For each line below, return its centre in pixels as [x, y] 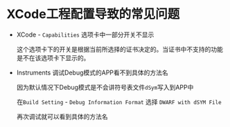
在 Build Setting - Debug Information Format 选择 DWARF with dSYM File [119, 101]
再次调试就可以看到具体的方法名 [62, 116]
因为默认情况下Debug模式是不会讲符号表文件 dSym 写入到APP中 [105, 87]
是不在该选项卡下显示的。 [53, 58]
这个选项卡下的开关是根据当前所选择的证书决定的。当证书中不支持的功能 [120, 49]
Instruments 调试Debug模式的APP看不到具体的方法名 [92, 72]
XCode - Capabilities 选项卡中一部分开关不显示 [85, 35]
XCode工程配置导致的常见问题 [93, 14]
